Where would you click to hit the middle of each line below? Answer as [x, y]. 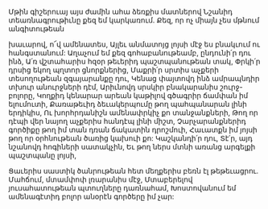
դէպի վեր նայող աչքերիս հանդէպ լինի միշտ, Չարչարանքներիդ [128, 121]
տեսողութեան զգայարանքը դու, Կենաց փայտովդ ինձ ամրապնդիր [134, 78]
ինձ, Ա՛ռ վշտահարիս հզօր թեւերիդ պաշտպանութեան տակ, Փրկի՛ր [134, 61]
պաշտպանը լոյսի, [43, 155]
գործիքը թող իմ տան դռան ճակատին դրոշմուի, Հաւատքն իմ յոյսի [133, 129]
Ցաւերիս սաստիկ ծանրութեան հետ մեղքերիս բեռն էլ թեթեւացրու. [134, 171]
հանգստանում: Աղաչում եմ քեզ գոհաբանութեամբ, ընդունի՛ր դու [130, 53]
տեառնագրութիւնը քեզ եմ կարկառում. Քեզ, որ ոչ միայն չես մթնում [134, 20]
